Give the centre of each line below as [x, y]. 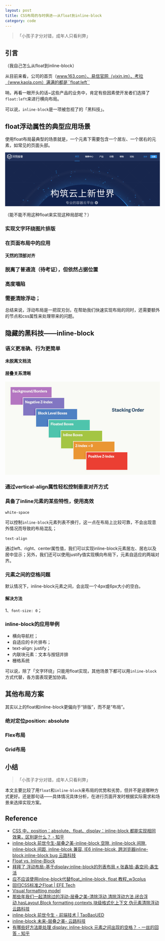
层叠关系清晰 [18, 373]
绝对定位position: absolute [37, 721]
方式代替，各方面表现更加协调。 [37, 677]
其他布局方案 [25, 694]
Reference [21, 818]
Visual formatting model [36, 891]
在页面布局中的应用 [28, 243]
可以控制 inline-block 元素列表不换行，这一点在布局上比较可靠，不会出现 [79, 522]
